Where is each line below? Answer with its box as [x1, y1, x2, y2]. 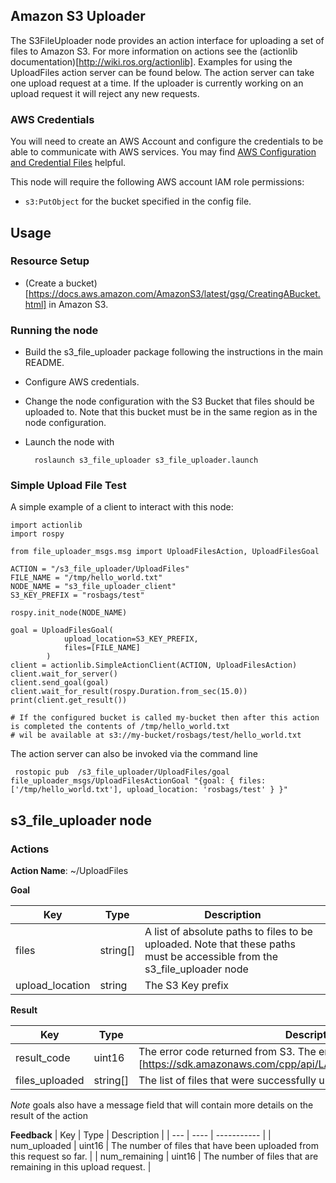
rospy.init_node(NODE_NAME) [10, 608, 128, 618]
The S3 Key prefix [144, 979, 230, 993]
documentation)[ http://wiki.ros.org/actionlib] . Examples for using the [10, 55, 293, 68]
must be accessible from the [144, 950, 279, 964]
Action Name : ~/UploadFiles [10, 865, 129, 877]
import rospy [10, 529, 65, 539]
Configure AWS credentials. [24, 376, 140, 388]
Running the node [10, 323, 99, 337]
